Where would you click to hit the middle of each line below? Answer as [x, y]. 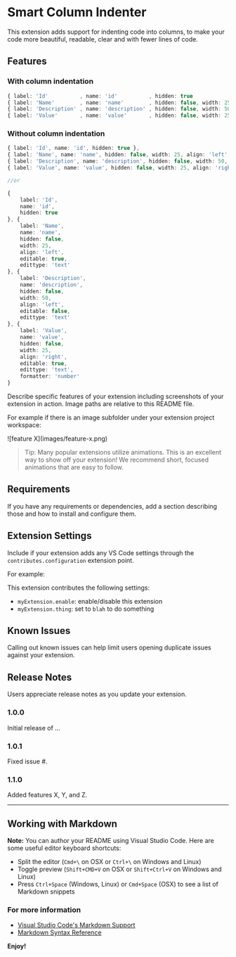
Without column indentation [56, 134]
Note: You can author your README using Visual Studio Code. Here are [111, 841]
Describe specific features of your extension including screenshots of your [116, 397]
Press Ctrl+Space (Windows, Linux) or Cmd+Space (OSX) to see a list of [118, 884]
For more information [44, 910]
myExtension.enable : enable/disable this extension [90, 601]
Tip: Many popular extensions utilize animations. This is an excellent [123, 452]
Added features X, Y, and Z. [47, 795]
